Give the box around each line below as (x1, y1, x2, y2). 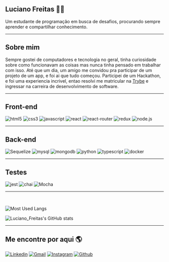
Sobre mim (5, 43, 40, 52)
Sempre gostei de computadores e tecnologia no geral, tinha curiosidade (5, 56, 157, 62)
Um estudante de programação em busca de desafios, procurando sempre (5, 18, 160, 24)
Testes (5, 168, 27, 176)
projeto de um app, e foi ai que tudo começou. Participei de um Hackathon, (5, 73, 161, 79)
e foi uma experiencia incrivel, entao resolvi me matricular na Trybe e (5, 78, 149, 84)
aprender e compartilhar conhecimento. (5, 24, 88, 30)
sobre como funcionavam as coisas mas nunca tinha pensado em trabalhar (5, 61, 161, 68)
